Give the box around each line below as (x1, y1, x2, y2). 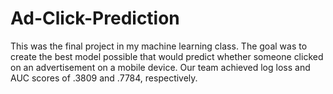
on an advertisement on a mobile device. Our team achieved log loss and (10, 61, 311, 73)
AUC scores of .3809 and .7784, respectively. (10, 72, 198, 84)
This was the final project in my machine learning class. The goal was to (10, 40, 308, 52)
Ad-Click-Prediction (10, 7, 180, 30)
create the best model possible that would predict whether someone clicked (10, 50, 324, 62)
